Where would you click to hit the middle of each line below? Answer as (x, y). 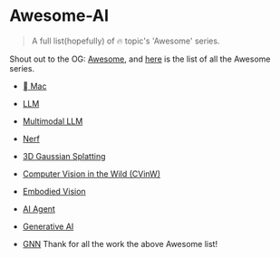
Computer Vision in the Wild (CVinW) (92, 174)
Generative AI (48, 226)
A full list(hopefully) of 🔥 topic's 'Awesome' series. (126, 41)
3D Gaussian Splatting (64, 156)
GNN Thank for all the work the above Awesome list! (120, 244)
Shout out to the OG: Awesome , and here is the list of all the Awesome (140, 59)
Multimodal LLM (53, 121)
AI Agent (39, 208)
